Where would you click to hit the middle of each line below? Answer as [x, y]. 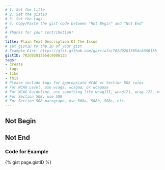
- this [12, 78]
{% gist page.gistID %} [28, 162]
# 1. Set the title [25, 10]
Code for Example [27, 151]
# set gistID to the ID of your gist [44, 46]
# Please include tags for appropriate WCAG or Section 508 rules [74, 83]
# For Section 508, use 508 [34, 96]
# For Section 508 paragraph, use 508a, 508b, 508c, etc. [66, 101]
